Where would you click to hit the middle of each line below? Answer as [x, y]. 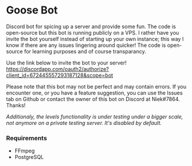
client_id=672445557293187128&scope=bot [60, 75]
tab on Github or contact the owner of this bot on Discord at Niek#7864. [93, 99]
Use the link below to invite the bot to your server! [67, 63]
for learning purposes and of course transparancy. [85, 51]
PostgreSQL [29, 157]
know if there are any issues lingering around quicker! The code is [86, 45]
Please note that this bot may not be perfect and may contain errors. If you [96, 86]
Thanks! [16, 105]
